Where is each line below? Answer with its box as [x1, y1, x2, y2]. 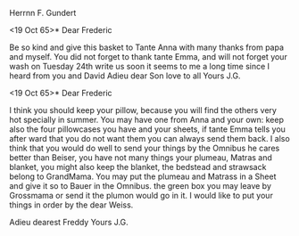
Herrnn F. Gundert [9, 8, 77, 18]
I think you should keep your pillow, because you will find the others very [9, 105, 277, 115]
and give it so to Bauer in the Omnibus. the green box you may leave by [9, 181, 272, 191]
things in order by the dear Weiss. [9, 199, 134, 210]
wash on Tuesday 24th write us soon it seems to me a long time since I [9, 61, 270, 71]
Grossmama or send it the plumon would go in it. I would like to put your [9, 191, 274, 200]
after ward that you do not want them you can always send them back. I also [9, 134, 290, 143]
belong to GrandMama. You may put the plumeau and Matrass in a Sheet [9, 171, 277, 182]
